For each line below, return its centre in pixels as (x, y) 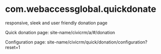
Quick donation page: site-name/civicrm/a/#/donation (60, 32)
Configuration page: (26, 42)
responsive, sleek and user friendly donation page (56, 23)
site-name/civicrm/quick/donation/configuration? (97, 42)
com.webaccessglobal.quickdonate (81, 9)
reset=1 (13, 47)
